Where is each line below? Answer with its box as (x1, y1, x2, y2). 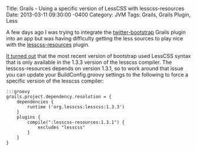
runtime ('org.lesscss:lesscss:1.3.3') (27, 104, 125, 110)
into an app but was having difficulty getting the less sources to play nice (6, 35, 183, 42)
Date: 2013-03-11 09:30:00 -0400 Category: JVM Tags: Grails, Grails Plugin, (6, 11, 191, 18)
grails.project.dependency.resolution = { (6, 94, 112, 99)
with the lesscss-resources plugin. (6, 41, 90, 48)
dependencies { (16, 99, 54, 105)
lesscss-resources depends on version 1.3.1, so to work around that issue (6, 65, 183, 72)
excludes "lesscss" (37, 125, 85, 131)
